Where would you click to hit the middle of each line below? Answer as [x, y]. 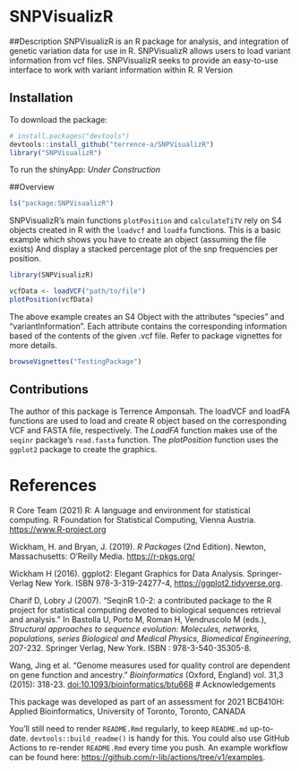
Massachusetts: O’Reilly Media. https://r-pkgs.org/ [102, 556]
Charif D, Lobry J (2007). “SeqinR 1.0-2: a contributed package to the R [141, 600]
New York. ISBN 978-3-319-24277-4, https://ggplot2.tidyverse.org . [159, 583]
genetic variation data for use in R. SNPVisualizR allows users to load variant [150, 50]
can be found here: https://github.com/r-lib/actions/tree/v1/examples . [137, 757]
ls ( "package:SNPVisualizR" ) [62, 203]
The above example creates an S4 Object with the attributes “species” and [147, 316]
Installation [41, 98]
